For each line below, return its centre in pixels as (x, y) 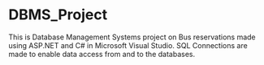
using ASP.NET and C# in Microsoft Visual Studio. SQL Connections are (128, 45)
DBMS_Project (58, 15)
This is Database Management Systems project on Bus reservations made (132, 37)
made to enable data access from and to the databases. (102, 54)
